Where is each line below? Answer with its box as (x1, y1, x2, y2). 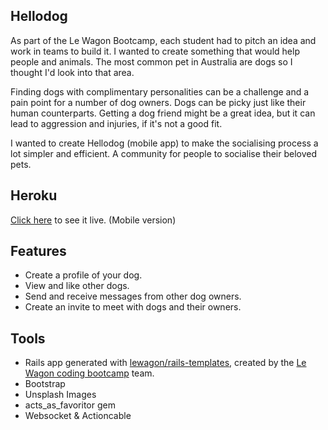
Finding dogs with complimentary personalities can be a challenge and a (10, 85, 310, 98)
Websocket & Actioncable (24, 410, 132, 422)
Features (10, 243, 67, 260)
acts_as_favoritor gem (24, 399, 116, 411)
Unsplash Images (24, 389, 97, 401)
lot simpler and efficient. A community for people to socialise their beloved (10, 147, 318, 159)
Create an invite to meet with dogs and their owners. (24, 301, 242, 313)
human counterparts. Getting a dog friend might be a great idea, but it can (10, 107, 316, 119)
